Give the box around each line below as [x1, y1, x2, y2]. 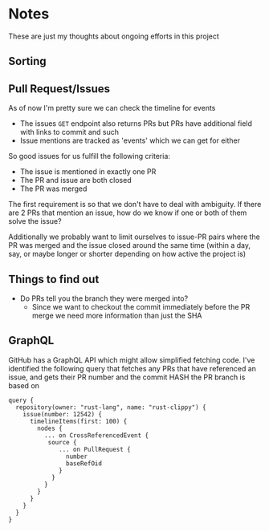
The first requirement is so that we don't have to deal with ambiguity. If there [8, 200, 262, 209]
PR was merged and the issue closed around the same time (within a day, [8, 241, 251, 250]
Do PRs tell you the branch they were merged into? [19, 294, 189, 303]
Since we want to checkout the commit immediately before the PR [31, 302, 251, 311]
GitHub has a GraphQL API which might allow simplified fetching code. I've [8, 355, 255, 365]
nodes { [37, 424, 63, 432]
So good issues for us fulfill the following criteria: [8, 152, 171, 161]
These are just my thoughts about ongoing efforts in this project [8, 31, 219, 41]
